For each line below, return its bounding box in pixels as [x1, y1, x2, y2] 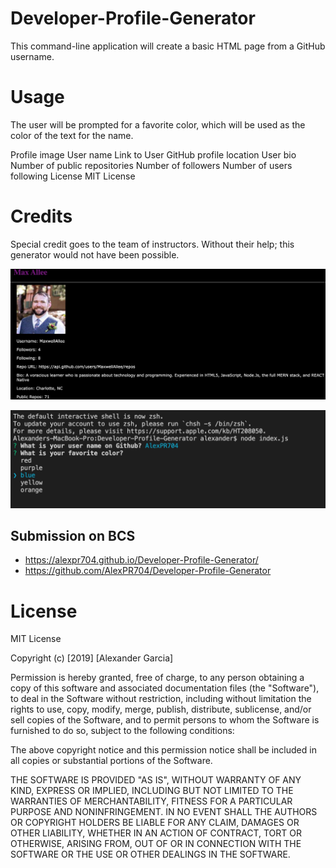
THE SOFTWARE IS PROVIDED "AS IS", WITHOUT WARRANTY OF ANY [10, 774, 302, 786]
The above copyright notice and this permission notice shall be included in [10, 744, 317, 756]
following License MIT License [10, 170, 136, 182]
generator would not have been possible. [10, 248, 180, 261]
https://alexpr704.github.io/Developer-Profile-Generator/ [24, 554, 259, 566]
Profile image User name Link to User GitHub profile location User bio [10, 148, 297, 161]
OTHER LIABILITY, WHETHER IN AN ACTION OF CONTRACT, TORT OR [10, 827, 302, 839]
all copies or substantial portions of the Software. [10, 755, 213, 767]
